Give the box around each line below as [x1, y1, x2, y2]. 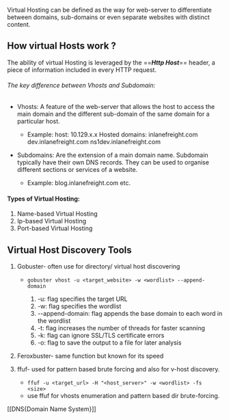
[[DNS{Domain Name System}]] [7, 405, 97, 413]
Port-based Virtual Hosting [16, 224, 93, 232]
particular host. [16, 117, 60, 125]
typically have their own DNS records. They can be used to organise [16, 158, 210, 166]
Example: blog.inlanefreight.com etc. [27, 179, 131, 187]
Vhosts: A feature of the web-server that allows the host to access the [16, 103, 215, 111]
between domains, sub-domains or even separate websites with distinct [7, 13, 210, 21]
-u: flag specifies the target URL [37, 295, 128, 304]
